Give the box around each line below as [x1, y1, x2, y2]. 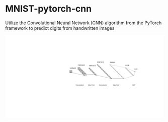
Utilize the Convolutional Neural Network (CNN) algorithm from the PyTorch [5, 20, 162, 26]
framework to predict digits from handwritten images [5, 25, 115, 31]
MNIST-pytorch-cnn [5, 3, 92, 15]
